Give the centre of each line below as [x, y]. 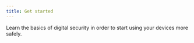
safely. [14, 34]
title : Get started [30, 11]
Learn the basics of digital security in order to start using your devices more [97, 28]
